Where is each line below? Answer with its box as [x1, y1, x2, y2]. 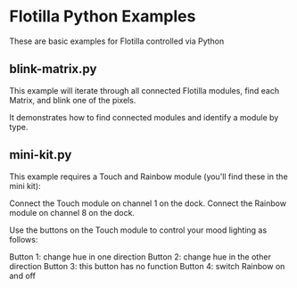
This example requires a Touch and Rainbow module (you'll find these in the [9, 171, 288, 182]
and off [9, 270, 36, 281]
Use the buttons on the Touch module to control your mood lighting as [9, 225, 268, 235]
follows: [9, 234, 38, 244]
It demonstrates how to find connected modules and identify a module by [9, 111, 279, 122]
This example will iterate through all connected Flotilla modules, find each [9, 85, 279, 95]
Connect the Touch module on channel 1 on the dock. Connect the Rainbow [9, 198, 287, 209]
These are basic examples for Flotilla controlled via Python [9, 36, 225, 46]
